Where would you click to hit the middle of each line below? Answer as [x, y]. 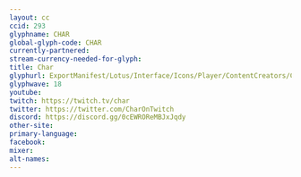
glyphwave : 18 [36, 84]
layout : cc [30, 17]
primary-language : [43, 134]
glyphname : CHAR [39, 34]
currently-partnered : [50, 51]
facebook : [28, 142]
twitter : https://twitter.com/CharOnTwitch [92, 109]
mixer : [21, 150]
